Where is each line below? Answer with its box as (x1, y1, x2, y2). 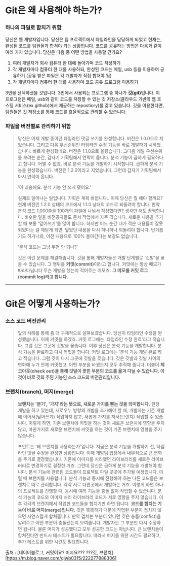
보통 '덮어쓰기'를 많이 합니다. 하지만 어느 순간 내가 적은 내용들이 (28, 220, 154, 226)
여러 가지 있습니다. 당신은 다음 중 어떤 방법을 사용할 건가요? (5, 49, 122, 55)
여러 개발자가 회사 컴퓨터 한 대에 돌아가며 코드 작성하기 (12, 60, 121, 66)
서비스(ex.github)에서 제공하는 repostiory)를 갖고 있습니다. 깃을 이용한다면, (14, 103, 164, 109)
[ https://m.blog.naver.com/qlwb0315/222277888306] (5, 555, 117, 561)
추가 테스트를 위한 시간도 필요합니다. (17, 539, 90, 545)
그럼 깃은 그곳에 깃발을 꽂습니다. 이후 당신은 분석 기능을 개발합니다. (24, 343, 157, 349)
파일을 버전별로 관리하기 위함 (5, 123, 71, 130)
